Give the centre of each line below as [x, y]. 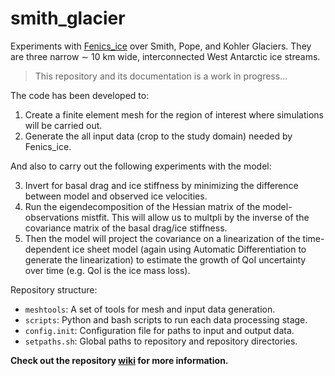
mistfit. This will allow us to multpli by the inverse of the [195, 217]
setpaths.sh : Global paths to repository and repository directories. [161, 341]
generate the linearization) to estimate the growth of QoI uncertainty [165, 259]
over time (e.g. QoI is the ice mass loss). [107, 270]
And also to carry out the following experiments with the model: [141, 166]
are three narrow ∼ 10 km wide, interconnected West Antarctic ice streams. [165, 56]
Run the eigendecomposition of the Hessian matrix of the [142, 206]
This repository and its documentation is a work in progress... [161, 76]
